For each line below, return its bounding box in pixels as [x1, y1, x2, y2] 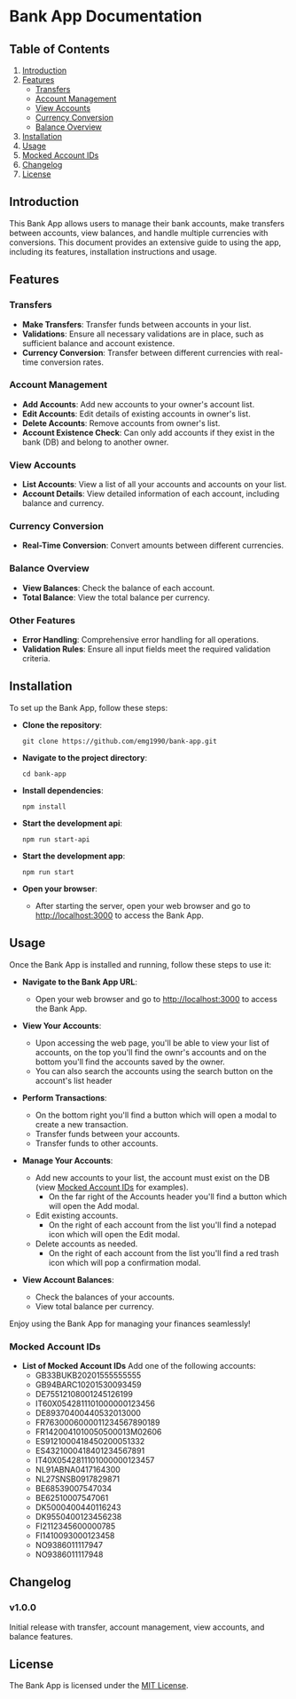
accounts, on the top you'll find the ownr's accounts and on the [35, 1047, 268, 1057]
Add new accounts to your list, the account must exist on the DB [35, 1172, 270, 1182]
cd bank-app [21, 770, 66, 778]
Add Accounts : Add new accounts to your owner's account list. [21, 399, 255, 409]
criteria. [21, 652, 51, 663]
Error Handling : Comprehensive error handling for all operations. [21, 634, 260, 644]
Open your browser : [21, 883, 97, 894]
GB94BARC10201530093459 [35, 1379, 142, 1390]
